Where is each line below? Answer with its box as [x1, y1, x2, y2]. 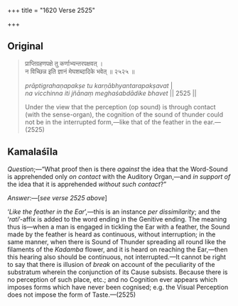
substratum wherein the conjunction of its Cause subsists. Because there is [7, 268, 229, 276]
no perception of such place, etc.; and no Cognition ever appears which [7, 275, 218, 283]
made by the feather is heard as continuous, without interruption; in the [7, 230, 216, 239]
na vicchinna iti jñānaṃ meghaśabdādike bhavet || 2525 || [24, 89, 197, 97]
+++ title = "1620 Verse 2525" [7, 6, 96, 14]
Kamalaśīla [7, 146, 58, 158]
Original [7, 40, 44, 53]
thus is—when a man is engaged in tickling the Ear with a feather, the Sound [7, 222, 230, 231]
